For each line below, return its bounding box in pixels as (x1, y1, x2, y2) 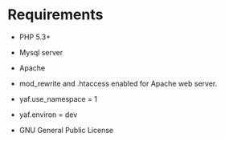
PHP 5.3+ (18, 32, 51, 42)
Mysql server (18, 47, 63, 57)
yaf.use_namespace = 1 (18, 94, 98, 103)
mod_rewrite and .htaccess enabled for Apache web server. (18, 79, 218, 88)
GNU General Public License (18, 125, 114, 135)
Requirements (7, 6, 104, 24)
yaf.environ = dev (18, 110, 78, 119)
